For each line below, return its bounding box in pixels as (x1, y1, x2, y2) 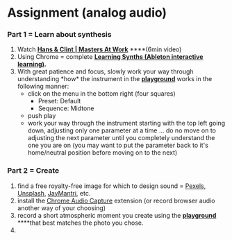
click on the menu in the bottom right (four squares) (27, 89, 176, 98)
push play (27, 112, 56, 120)
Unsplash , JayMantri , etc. (17, 189, 91, 197)
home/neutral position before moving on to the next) (27, 148, 178, 157)
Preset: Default (38, 97, 81, 105)
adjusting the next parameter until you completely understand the (27, 134, 215, 142)
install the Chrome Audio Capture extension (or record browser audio (17, 196, 215, 205)
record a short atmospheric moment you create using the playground (17, 211, 217, 219)
